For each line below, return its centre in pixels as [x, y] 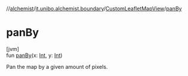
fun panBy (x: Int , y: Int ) [34, 55]
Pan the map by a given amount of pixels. [57, 66]
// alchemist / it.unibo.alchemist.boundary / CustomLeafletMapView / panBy [94, 9]
